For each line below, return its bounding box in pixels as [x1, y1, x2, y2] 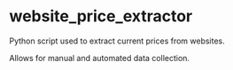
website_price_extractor [9, 6, 193, 27]
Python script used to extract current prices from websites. [9, 35, 226, 46]
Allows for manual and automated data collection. [9, 52, 190, 63]
